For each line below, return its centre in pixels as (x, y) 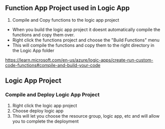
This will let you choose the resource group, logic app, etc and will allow (86, 116)
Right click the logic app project (45, 105)
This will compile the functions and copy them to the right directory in (83, 45)
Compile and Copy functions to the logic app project (66, 20)
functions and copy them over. (44, 34)
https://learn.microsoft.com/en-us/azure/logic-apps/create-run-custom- (79, 60)
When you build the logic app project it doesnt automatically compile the (86, 30)
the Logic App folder (33, 50)
